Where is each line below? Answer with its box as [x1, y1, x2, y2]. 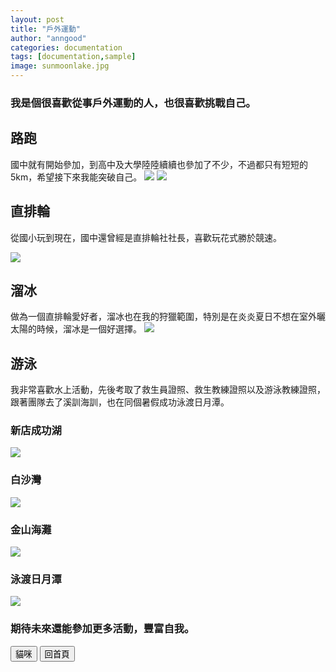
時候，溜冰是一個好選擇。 [36, 323, 142, 335]
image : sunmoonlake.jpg [10, 61, 110, 71]
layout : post [10, 14, 65, 25]
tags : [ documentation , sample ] [10, 52, 137, 62]
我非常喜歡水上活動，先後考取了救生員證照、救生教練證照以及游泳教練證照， [10, 384, 326, 396]
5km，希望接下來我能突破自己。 [10, 171, 143, 183]
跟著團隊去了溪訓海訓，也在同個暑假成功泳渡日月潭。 [10, 396, 230, 408]
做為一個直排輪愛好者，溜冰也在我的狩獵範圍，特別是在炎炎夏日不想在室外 [10, 311, 317, 323]
